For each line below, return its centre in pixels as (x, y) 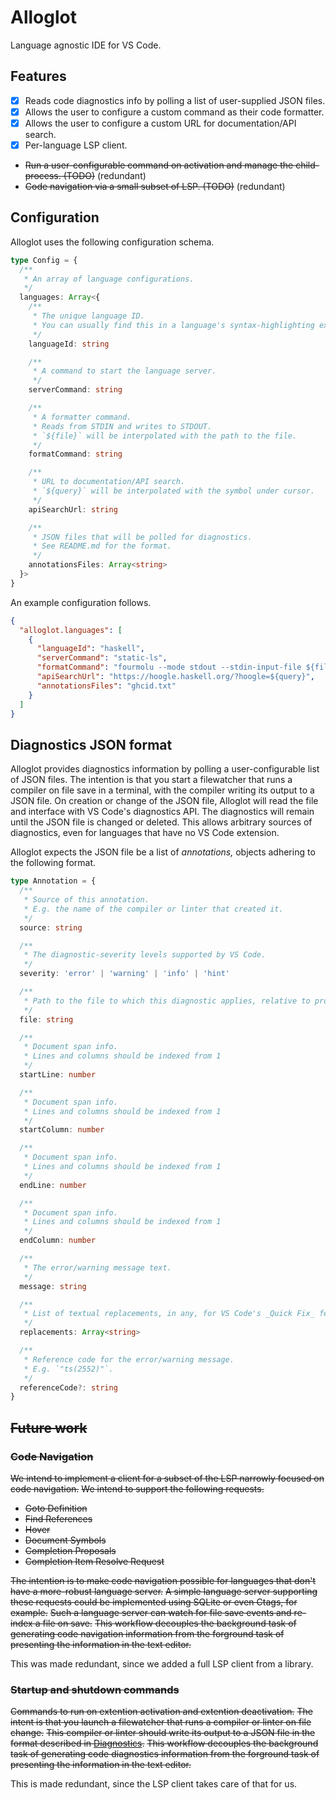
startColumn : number (62, 1130)
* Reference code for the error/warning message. (129, 1359)
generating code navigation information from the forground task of (147, 1633)
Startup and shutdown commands (95, 1689)
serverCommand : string (75, 390)
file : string (46, 1019)
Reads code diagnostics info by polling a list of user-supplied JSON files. (175, 100)
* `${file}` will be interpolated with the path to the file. (165, 436)
